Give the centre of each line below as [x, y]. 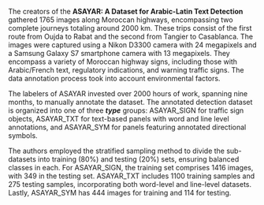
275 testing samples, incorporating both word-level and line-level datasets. [130, 184]
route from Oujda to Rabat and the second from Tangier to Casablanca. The [131, 36]
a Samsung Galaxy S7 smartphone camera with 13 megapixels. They [119, 53]
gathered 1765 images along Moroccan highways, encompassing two [121, 20]
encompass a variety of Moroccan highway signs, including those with [123, 61]
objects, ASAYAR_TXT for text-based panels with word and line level [119, 119]
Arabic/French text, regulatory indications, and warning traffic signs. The [126, 70]
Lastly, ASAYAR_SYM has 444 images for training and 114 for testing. [120, 193]
